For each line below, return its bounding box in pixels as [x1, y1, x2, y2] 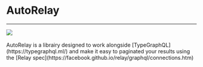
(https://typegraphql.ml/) [6, 47, 68, 54]
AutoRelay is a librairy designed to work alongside [6, 41, 131, 48]
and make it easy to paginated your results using [69, 47, 190, 54]
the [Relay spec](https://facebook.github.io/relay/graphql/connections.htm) [6, 54, 194, 61]
